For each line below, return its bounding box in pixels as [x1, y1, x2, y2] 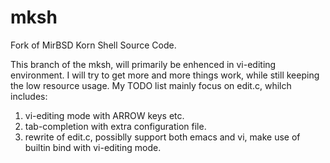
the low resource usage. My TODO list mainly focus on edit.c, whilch [10, 79, 292, 91]
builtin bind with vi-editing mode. [24, 141, 162, 153]
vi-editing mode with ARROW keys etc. [24, 109, 185, 121]
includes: [10, 90, 48, 102]
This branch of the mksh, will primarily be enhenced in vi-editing [10, 58, 277, 70]
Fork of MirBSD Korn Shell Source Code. [10, 39, 177, 51]
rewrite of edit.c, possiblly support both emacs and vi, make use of [24, 131, 301, 143]
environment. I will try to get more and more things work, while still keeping [10, 69, 320, 81]
